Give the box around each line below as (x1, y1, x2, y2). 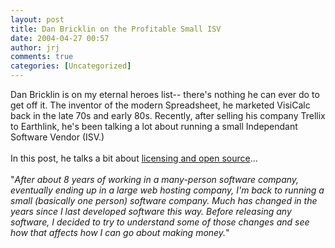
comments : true (10, 52, 74, 62)
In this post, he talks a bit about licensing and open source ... (10, 152, 258, 164)
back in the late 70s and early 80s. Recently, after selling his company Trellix (10, 110, 326, 121)
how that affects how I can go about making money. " (10, 227, 230, 238)
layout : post (10, 14, 65, 25)
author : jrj (10, 42, 60, 53)
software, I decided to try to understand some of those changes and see (10, 216, 310, 228)
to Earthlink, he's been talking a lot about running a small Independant (10, 121, 298, 132)
